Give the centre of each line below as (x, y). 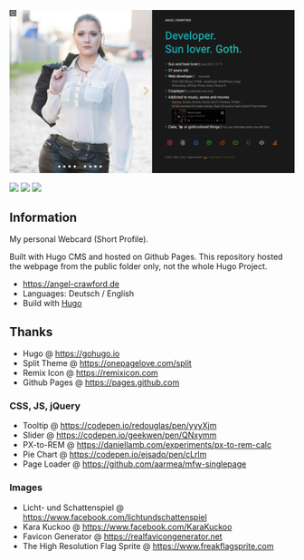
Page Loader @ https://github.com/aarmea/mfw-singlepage (134, 464)
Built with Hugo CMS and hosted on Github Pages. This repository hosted (146, 257)
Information (43, 217)
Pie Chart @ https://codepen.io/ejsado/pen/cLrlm (114, 455)
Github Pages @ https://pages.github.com (101, 382)
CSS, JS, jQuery (45, 406)
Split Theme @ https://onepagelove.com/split (107, 363)
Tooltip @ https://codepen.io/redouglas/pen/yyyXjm (119, 426)
